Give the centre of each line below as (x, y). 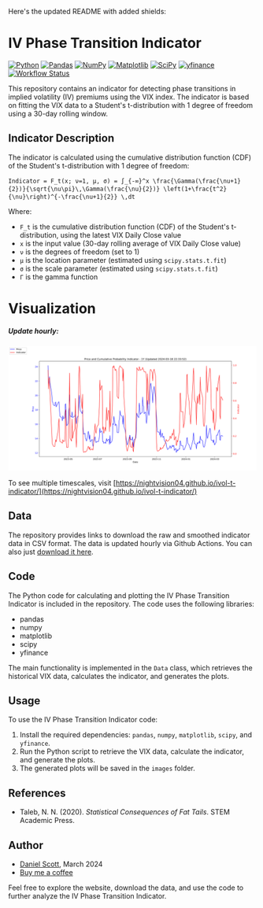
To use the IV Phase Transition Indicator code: (83, 720)
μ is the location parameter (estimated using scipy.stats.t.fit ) (123, 260)
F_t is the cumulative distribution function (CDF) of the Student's (124, 227)
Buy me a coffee (46, 872)
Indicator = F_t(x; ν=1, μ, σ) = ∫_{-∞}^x (79, 181)
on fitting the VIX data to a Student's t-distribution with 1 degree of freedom (131, 105)
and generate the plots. (57, 760)
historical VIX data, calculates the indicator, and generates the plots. (119, 676)
